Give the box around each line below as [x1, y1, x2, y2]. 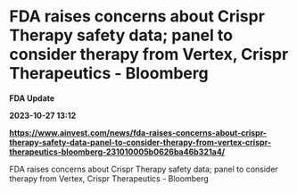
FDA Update [9, 92, 55, 104]
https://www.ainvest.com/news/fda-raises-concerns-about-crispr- [9, 127, 268, 138]
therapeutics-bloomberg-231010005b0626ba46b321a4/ [9, 146, 226, 157]
